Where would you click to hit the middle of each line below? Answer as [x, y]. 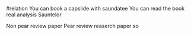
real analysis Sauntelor [34, 15]
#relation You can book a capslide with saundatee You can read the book [95, 8]
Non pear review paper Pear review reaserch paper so [73, 26]
